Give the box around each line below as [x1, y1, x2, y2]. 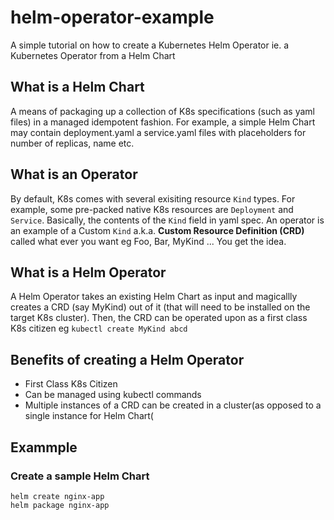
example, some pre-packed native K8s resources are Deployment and [10, 203, 294, 215]
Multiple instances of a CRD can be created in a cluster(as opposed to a [24, 399, 322, 411]
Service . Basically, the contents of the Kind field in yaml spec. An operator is [10, 214, 325, 226]
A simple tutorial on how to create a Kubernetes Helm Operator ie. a [10, 39, 290, 51]
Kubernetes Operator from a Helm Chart [10, 49, 176, 61]
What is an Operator [10, 166, 138, 183]
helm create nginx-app [10, 491, 105, 501]
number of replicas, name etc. [10, 137, 135, 149]
